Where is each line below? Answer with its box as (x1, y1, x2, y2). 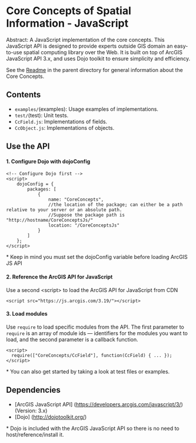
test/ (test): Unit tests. (14, 111, 69, 119)
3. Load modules (6, 310, 48, 317)
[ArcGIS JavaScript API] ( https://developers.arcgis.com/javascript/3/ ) (14, 401, 184, 408)
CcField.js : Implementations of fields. (14, 118, 108, 125)
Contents (6, 90, 41, 100)
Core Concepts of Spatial (6, 4, 131, 18)
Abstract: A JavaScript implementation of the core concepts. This (6, 36, 165, 43)
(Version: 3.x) (14, 407, 48, 414)
